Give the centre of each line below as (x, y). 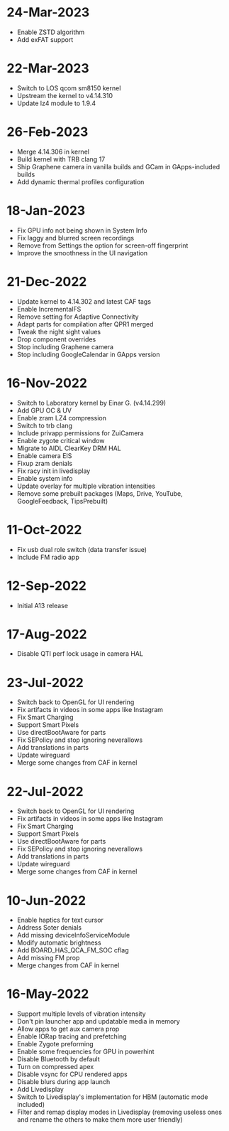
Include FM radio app (48, 557)
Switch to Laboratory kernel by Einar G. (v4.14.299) (91, 403)
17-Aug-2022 (47, 634)
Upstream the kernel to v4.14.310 (65, 95)
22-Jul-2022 (45, 791)
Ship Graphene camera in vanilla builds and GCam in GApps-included (118, 166)
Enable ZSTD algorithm (51, 32)
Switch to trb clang (44, 425)
